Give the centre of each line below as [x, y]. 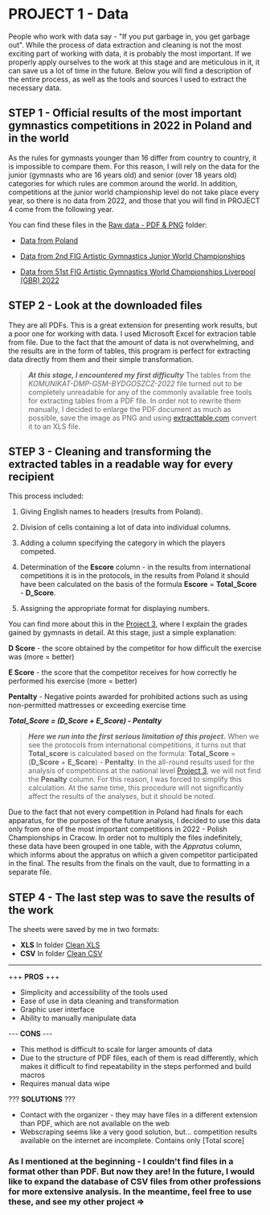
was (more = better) [41, 657]
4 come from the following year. [61, 209]
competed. [38, 551]
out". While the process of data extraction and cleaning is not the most [125, 44]
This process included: [46, 496]
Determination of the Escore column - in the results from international [135, 567]
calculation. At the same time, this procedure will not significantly [136, 788]
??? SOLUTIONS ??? [42, 1099]
